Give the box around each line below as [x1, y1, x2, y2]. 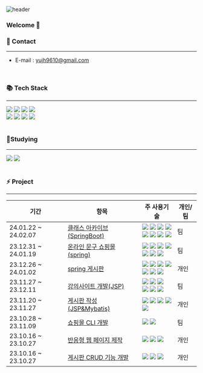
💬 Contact [6, 37, 36, 45]
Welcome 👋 [6, 21, 40, 29]
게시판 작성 [67, 297, 98, 305]
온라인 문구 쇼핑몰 [67, 243, 116, 251]
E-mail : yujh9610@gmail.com [14, 56, 89, 64]
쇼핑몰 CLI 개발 [67, 318, 109, 327]
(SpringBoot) [67, 232, 105, 240]
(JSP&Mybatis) [67, 304, 111, 313]
